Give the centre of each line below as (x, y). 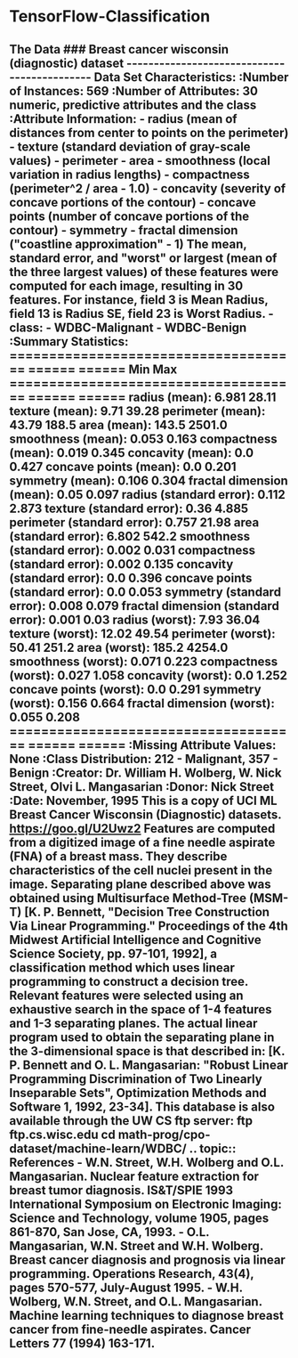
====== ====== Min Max (103, 369)
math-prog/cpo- (164, 1134)
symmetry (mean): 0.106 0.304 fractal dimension (149, 480)
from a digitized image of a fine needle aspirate (142, 842)
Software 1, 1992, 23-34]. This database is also (142, 1106)
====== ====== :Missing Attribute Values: (152, 745)
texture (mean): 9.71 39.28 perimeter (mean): (137, 411)
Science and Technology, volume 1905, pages (139, 1218)
